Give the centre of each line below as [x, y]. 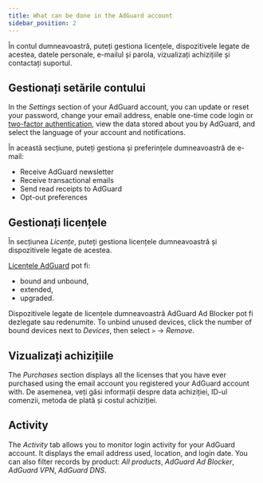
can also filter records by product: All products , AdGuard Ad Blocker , [122, 461]
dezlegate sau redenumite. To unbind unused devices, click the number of [130, 322]
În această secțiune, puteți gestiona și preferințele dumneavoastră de [122, 148]
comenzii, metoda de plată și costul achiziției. [83, 400]
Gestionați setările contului [77, 87]
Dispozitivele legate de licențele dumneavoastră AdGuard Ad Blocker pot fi [131, 314]
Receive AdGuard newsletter [67, 172]
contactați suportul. [40, 63]
